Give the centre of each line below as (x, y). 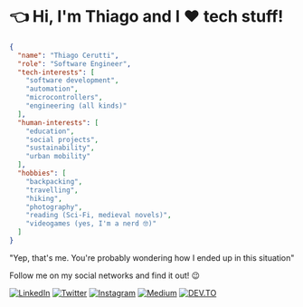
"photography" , (54, 207)
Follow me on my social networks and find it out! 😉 (105, 275)
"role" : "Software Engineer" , (74, 63)
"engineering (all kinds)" (76, 106)
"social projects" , (62, 139)
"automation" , (52, 89)
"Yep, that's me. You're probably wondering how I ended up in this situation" (152, 257)
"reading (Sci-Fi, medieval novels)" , (99, 216)
